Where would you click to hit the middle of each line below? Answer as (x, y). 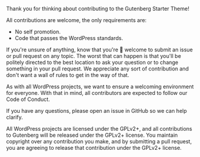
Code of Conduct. (28, 99)
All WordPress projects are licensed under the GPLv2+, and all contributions (99, 129)
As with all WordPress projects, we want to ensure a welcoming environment (100, 87)
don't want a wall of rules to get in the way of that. (68, 75)
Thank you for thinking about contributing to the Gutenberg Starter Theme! (98, 9)
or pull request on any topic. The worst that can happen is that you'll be (94, 56)
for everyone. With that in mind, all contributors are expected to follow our (97, 93)
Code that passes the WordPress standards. (69, 38)
